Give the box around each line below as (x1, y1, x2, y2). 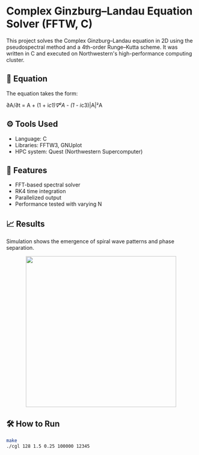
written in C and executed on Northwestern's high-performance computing (6, 49, 192, 57)
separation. (6, 244, 34, 252)
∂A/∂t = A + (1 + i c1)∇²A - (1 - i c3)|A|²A (6, 101, 103, 109)
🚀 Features (6, 165, 47, 176)
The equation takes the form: (6, 89, 78, 97)
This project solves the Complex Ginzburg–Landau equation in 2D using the (6, 37, 194, 44)
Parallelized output (14, 194, 62, 202)
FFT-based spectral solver (14, 181, 81, 188)
